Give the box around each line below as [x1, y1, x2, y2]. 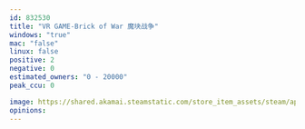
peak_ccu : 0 [9, 81, 54, 90]
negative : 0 [9, 64, 54, 74]
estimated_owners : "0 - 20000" [9, 73, 128, 82]
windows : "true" [9, 30, 71, 39]
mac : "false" [9, 38, 59, 48]
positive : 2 [9, 55, 54, 64]
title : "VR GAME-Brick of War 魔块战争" [9, 22, 159, 31]
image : [9, 97, 34, 106]
